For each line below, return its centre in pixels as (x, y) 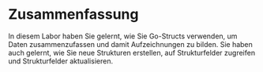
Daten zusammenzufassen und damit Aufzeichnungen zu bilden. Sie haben (130, 44)
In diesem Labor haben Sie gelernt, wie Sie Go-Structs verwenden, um (123, 36)
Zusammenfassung (73, 14)
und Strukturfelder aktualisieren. (60, 61)
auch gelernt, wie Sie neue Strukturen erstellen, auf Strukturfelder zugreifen (131, 52)
